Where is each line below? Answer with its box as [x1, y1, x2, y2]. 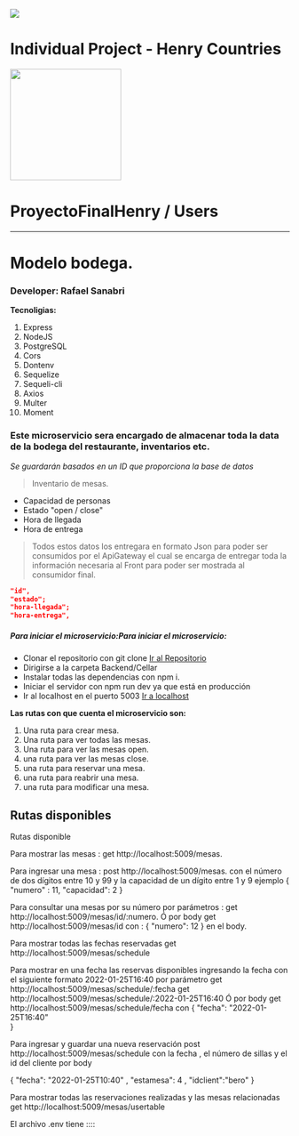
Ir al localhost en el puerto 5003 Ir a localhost [22, 690, 189, 702]
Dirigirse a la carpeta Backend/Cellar [22, 663, 158, 673]
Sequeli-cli [22, 379, 63, 390]
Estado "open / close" [22, 504, 104, 515]
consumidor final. [31, 569, 97, 580]
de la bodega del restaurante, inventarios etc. [10, 440, 210, 453]
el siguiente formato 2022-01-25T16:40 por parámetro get [10, 974, 223, 985]
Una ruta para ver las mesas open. [22, 744, 149, 755]
